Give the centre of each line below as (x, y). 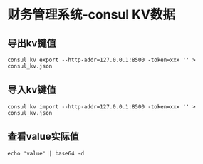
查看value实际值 (43, 137)
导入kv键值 (32, 90)
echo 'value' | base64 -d (46, 153)
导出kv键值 (32, 43)
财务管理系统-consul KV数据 (92, 15)
